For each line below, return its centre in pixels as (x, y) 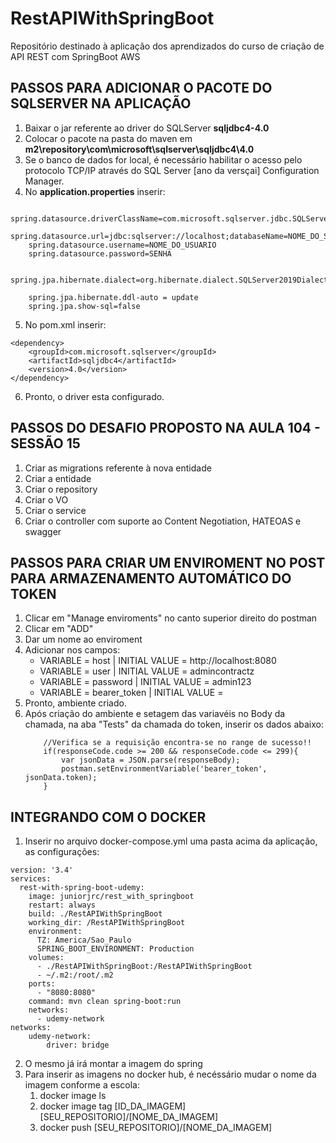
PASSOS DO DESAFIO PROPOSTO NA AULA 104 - (165, 428)
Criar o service (55, 510)
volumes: (46, 958)
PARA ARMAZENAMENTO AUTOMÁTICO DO (151, 578)
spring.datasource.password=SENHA (100, 253)
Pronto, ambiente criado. (75, 703)
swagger (43, 531)
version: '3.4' (42, 870)
